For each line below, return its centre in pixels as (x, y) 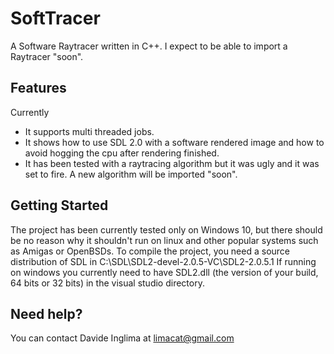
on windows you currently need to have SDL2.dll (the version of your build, (164, 272)
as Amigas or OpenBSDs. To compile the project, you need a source (150, 251)
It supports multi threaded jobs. (89, 131)
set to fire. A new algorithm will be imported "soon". (131, 174)
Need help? (46, 313)
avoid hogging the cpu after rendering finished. (122, 153)
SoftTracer (55, 18)
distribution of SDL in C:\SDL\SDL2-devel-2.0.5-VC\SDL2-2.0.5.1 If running (163, 261)
